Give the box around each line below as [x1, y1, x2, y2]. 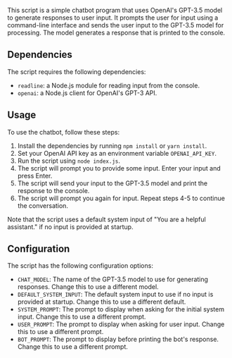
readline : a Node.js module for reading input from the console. [17, 81, 200, 89]
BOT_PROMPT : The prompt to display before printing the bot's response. [17, 335, 219, 344]
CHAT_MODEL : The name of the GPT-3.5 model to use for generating [17, 275, 209, 284]
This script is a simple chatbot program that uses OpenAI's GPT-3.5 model [7, 6, 223, 14]
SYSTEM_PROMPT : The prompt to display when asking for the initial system [17, 305, 225, 314]
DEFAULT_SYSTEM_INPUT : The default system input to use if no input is [17, 290, 214, 299]
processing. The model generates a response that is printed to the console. [7, 28, 226, 37]
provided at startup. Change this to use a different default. [17, 297, 186, 306]
